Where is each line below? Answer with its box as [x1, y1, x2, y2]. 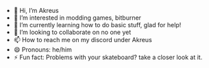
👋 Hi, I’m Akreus [13, 7, 60, 14]
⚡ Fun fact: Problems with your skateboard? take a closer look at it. [13, 53, 203, 61]
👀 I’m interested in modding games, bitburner [13, 14, 142, 22]
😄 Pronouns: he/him [13, 46, 72, 54]
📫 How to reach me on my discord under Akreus [13, 36, 152, 44]
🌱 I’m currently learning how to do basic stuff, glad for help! [13, 21, 182, 29]
